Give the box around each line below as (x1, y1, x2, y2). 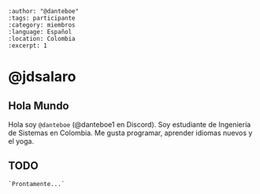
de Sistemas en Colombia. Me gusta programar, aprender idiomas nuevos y (8, 128, 253, 137)
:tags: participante (8, 14, 76, 22)
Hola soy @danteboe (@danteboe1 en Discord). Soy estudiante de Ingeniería (8, 120, 251, 129)
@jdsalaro (8, 68, 76, 86)
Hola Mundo (8, 99, 69, 112)
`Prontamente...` (8, 180, 65, 188)
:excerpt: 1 (8, 42, 47, 49)
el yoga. (8, 137, 34, 145)
